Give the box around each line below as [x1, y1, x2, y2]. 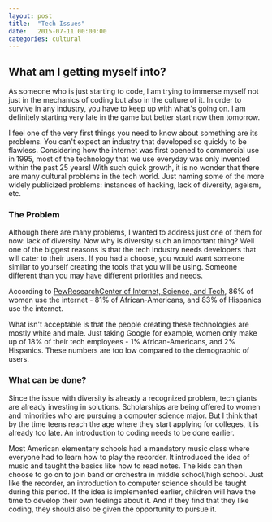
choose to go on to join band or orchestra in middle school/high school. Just [8, 469, 264, 479]
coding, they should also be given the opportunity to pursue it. [8, 504, 217, 514]
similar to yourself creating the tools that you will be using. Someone [8, 262, 238, 272]
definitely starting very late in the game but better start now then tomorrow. [8, 112, 261, 122]
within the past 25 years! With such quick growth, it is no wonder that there [8, 163, 260, 173]
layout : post [8, 11, 53, 20]
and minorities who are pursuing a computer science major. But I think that [8, 410, 258, 420]
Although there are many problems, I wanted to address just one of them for [8, 227, 263, 237]
